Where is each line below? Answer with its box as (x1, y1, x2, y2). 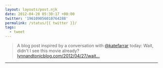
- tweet (9, 29, 25, 34)
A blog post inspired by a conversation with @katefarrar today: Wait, (16, 43, 154, 48)
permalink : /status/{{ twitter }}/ (5, 20, 77, 26)
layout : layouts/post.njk (5, 7, 57, 12)
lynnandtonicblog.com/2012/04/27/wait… (16, 53, 100, 58)
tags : (5, 25, 16, 30)
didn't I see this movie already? (16, 48, 80, 54)
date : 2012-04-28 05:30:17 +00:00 (5, 12, 75, 16)
